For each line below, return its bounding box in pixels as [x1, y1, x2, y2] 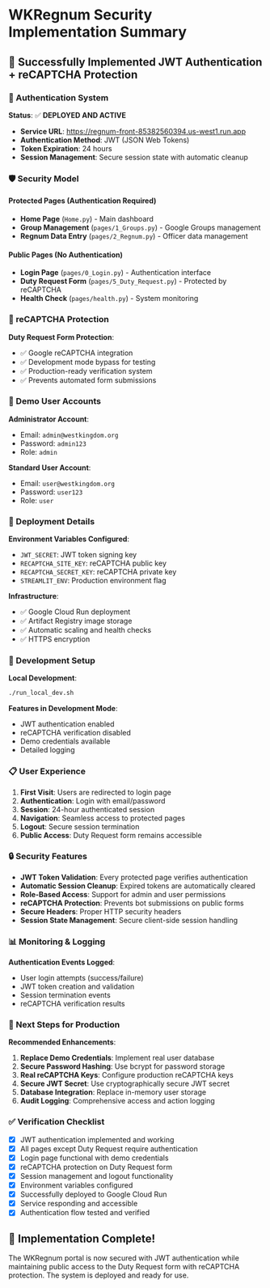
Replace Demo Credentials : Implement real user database [19, 1053, 215, 1063]
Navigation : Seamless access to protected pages [19, 813, 186, 823]
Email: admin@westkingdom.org [19, 430, 119, 439]
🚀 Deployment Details [8, 515, 95, 527]
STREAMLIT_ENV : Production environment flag [19, 576, 167, 586]
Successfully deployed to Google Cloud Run [19, 1189, 167, 1199]
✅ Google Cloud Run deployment [19, 607, 131, 616]
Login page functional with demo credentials [19, 1153, 169, 1163]
